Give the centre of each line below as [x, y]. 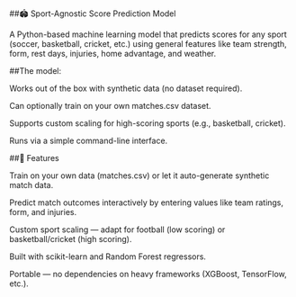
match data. [31, 185]
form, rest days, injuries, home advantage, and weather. [113, 54]
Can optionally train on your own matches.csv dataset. [110, 106]
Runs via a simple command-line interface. [89, 140]
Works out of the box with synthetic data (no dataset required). [126, 88]
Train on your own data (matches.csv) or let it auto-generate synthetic [139, 175]
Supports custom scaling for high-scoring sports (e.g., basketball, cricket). [148, 123]
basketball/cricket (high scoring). [71, 239]
